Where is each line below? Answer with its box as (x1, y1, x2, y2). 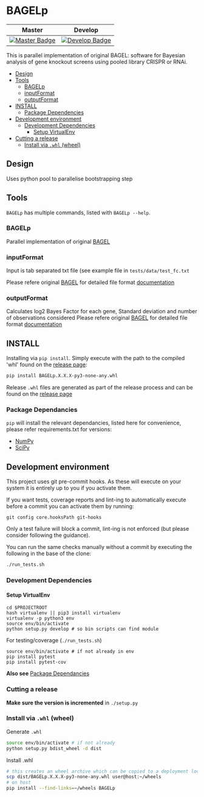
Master (22, 26, 43, 34)
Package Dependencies (24, 108, 84, 116)
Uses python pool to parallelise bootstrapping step (6, 175, 133, 182)
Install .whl (6, 756, 33, 763)
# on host (6, 779, 32, 786)
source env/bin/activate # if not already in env (6, 648, 135, 655)
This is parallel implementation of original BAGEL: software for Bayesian (6, 51, 186, 58)
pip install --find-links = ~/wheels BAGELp (6, 785, 115, 792)
